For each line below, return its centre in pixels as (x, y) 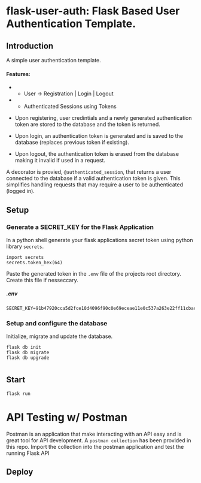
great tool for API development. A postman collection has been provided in (99, 440)
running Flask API (28, 453)
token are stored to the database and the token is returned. (87, 125)
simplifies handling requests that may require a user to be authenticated (95, 185)
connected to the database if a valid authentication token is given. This (93, 179)
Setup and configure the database (57, 323)
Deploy (20, 472)
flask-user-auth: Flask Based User (93, 11)
